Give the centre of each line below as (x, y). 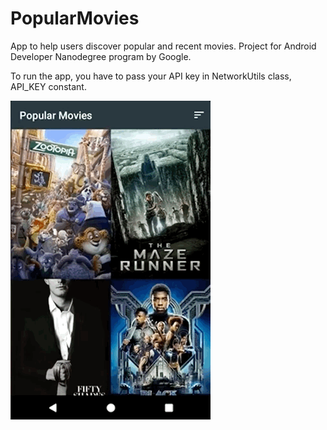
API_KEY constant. (48, 86)
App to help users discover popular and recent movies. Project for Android (163, 46)
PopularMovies (75, 18)
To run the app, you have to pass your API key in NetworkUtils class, (151, 76)
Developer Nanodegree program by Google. (101, 56)
